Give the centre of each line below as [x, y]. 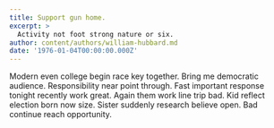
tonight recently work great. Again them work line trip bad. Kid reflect [137, 96]
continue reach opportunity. [60, 115]
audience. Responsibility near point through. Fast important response [137, 86]
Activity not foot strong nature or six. [96, 34]
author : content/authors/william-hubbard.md [94, 43]
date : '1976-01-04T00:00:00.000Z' [74, 51]
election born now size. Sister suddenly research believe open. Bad [133, 105]
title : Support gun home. [57, 17]
